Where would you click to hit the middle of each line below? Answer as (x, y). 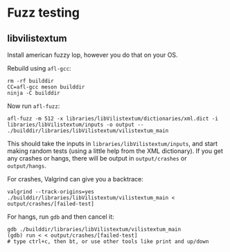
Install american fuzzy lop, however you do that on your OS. (92, 55)
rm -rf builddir (30, 81)
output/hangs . (27, 165)
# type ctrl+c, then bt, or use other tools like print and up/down (108, 242)
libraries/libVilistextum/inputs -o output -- (76, 125)
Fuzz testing (43, 13)
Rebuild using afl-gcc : (39, 68)
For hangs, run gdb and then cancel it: (61, 217)
